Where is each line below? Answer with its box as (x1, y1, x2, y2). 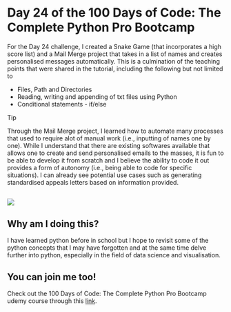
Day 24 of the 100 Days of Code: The (7, 5, 221, 21)
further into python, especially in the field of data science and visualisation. (7, 251, 221, 259)
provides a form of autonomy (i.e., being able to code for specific (7, 163, 192, 172)
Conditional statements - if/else (17, 100, 107, 108)
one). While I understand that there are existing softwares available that (7, 141, 210, 149)
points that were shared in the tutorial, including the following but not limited (7, 64, 223, 73)
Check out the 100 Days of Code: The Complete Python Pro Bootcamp (7, 289, 207, 297)
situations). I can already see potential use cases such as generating (7, 171, 202, 179)
